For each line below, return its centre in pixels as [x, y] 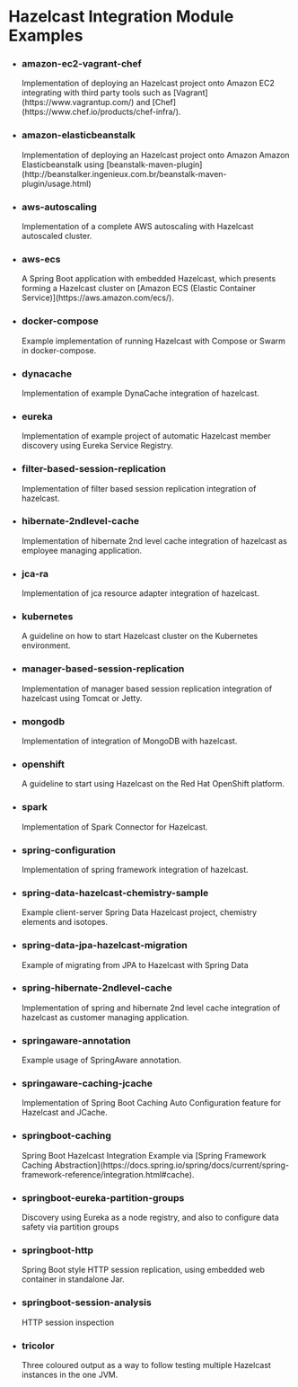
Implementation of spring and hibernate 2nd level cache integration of [151, 1008]
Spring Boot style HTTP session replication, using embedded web [143, 1270]
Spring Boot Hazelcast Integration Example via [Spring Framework [144, 1155]
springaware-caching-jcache [87, 1083]
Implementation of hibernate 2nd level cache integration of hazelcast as [154, 540]
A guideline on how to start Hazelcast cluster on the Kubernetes [140, 636]
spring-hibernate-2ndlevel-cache [96, 988]
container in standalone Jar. [73, 1279]
